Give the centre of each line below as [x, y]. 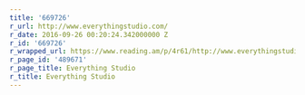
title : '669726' [40, 18]
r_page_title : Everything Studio [73, 69]
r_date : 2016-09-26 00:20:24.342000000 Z [89, 34]
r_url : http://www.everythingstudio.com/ [89, 26]
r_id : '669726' [38, 43]
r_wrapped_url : [38, 52]
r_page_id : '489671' [49, 60]
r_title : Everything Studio [63, 77]
